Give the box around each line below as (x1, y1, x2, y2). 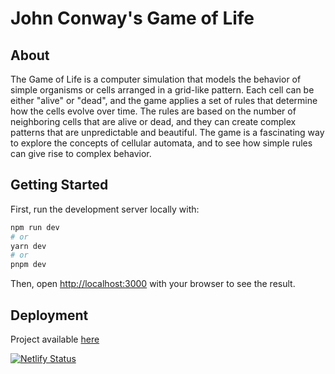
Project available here (10, 333, 100, 345)
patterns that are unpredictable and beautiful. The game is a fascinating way (10, 127, 325, 138)
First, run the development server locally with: (10, 203, 200, 215)
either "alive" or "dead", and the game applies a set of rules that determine (10, 95, 318, 106)
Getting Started (10, 177, 109, 194)
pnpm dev (10, 260, 47, 270)
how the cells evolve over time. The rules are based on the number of (10, 105, 297, 117)
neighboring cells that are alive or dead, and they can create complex (10, 116, 297, 127)
